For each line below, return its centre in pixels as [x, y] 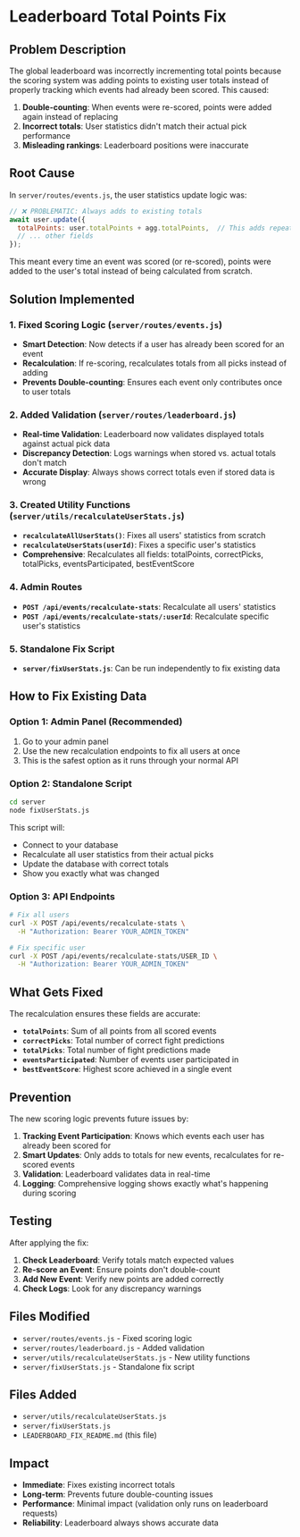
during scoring [49, 1193]
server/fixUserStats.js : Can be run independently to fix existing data [151, 669]
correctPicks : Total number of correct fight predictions [123, 1041]
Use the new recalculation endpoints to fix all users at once [131, 751]
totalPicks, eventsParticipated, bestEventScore [108, 564]
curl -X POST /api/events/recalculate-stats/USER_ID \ [113, 956]
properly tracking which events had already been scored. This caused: [139, 90]
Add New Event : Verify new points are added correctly [123, 1279]
